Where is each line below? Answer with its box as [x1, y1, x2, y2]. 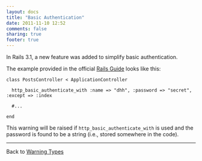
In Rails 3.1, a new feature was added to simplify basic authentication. [6, 54, 178, 60]
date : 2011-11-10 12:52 [6, 20, 66, 26]
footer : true [6, 37, 39, 43]
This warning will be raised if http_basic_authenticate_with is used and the [6, 124, 194, 131]
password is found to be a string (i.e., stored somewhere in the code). [6, 131, 179, 137]
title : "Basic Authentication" [6, 14, 85, 21]
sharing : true [6, 31, 42, 37]
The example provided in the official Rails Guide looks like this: [6, 65, 161, 72]
